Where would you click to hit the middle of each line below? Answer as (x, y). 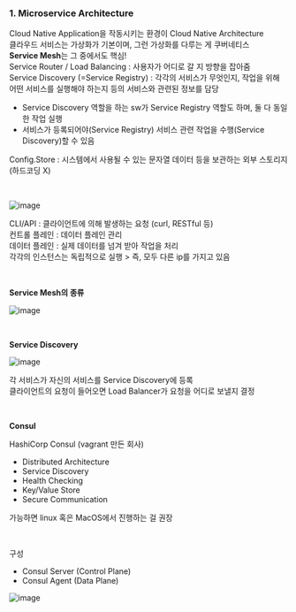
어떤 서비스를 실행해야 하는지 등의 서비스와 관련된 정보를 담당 (114, 89)
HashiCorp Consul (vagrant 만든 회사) (76, 444)
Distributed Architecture (66, 462)
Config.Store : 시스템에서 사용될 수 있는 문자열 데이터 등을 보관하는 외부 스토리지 (148, 160)
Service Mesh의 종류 (47, 293)
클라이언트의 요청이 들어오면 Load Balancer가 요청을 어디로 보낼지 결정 (132, 391)
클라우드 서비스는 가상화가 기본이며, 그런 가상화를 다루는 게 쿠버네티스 (129, 45)
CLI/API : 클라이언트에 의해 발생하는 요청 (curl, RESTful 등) (111, 224)
